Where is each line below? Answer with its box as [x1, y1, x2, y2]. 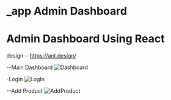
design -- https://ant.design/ [6, 52, 76, 59]
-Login [6, 76, 23, 83]
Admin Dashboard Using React [6, 32, 165, 46]
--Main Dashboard [6, 64, 53, 71]
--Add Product [6, 87, 43, 95]
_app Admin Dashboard [6, 4, 127, 18]
